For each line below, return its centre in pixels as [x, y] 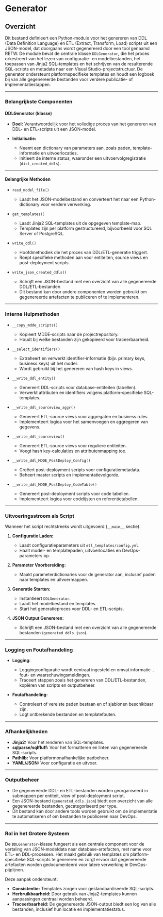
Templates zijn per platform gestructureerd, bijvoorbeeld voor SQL [86, 228]
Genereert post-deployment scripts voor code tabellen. [74, 493]
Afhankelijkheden [26, 731]
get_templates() [28, 214]
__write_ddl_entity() [34, 378]
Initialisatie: [24, 138]
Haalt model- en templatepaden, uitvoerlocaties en [70, 550]
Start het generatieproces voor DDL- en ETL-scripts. [72, 609]
